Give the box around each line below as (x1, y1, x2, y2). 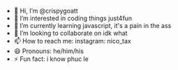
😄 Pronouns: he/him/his (13, 47, 84, 55)
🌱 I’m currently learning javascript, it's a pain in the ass (13, 22, 172, 29)
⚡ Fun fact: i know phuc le (13, 55, 89, 63)
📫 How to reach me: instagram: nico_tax (13, 37, 131, 45)
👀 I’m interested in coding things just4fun (13, 14, 133, 22)
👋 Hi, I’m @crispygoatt (13, 7, 78, 15)
